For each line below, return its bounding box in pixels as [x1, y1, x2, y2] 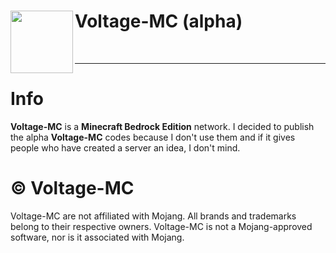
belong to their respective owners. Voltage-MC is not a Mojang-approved [10, 220, 313, 232]
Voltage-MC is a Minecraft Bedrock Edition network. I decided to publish [10, 120, 315, 132]
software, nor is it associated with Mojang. [10, 231, 185, 243]
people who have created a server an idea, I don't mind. [10, 141, 241, 154]
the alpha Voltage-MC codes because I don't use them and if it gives [10, 131, 296, 143]
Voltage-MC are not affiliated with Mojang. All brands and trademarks [10, 210, 297, 222]
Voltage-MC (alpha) [74, 10, 243, 33]
